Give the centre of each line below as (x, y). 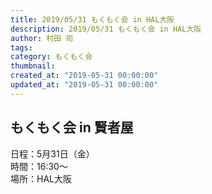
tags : (21, 47)
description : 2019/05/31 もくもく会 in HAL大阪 (106, 29)
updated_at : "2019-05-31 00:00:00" (84, 85)
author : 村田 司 (42, 38)
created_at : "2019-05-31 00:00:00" (84, 76)
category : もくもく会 (51, 57)
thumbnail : (33, 66)
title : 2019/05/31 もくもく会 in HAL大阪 (92, 19)
